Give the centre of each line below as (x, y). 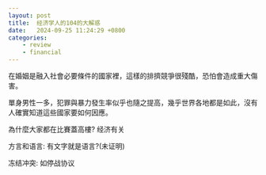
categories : (28, 38)
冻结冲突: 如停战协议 (42, 163)
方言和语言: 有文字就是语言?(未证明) (66, 146)
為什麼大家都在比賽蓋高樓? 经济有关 (66, 129)
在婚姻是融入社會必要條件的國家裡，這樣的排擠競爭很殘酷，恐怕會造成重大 (129, 76)
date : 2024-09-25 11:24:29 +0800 (67, 30)
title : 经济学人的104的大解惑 (54, 23)
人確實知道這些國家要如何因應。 (60, 112)
